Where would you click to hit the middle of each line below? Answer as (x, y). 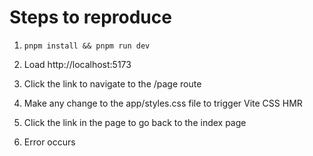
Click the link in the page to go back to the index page (135, 122)
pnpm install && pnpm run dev (87, 46)
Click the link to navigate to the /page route (112, 83)
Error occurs (49, 142)
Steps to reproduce (90, 17)
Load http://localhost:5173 (77, 64)
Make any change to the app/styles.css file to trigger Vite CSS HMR (163, 103)
